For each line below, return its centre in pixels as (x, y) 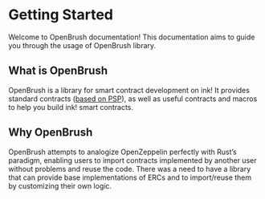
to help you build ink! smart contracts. (71, 107)
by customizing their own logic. (60, 185)
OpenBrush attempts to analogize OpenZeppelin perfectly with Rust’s (122, 152)
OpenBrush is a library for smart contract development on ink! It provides (129, 90)
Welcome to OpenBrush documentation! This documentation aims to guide (132, 37)
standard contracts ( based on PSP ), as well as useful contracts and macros (133, 99)
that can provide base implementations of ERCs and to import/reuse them (130, 177)
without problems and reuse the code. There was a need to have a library (130, 169)
